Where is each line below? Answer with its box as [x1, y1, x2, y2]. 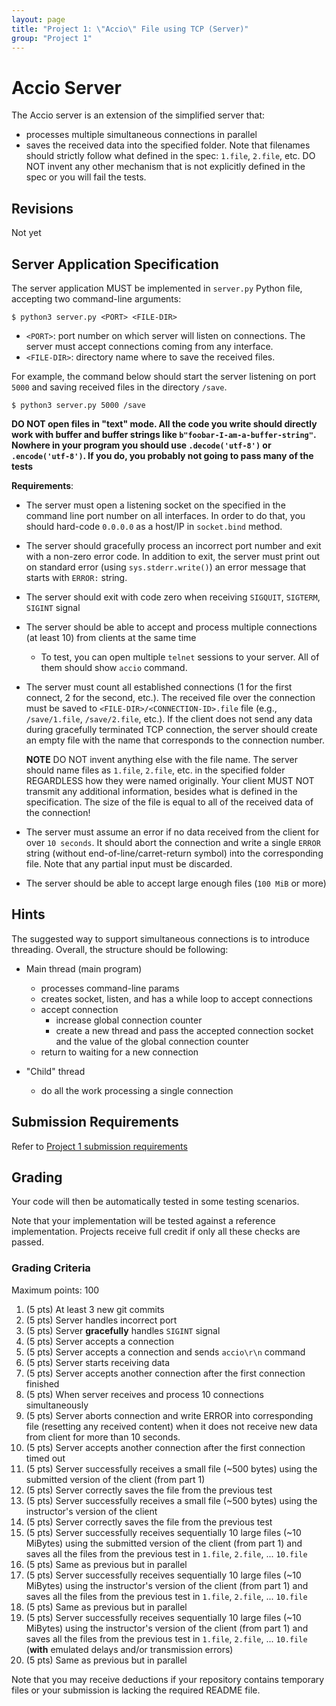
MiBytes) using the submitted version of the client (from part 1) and [25, 1537, 303, 1549]
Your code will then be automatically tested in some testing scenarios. [11, 1196, 300, 1208]
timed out [25, 1452, 66, 1464]
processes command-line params [40, 982, 180, 994]
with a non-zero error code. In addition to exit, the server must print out [25, 550, 321, 562]
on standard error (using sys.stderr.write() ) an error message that [25, 561, 307, 573]
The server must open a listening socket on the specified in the [25, 499, 286, 511]
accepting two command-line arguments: [11, 292, 182, 305]
